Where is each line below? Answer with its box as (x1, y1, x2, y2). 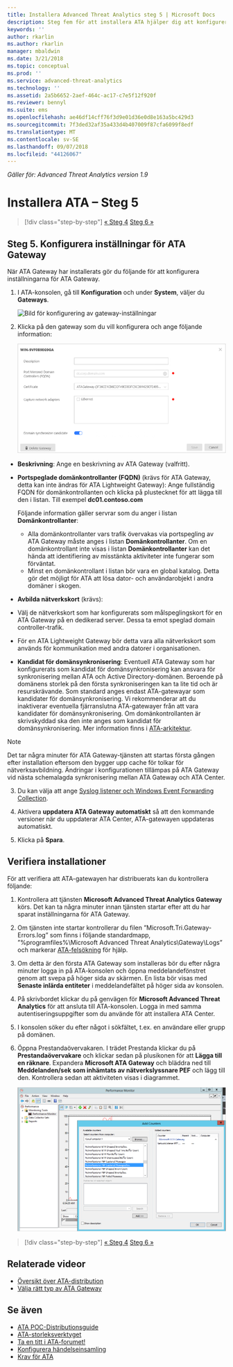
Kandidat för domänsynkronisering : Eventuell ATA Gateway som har (17, 657, 215, 665)
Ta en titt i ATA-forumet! (17, 1337, 86, 1345)
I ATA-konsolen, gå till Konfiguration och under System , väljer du (17, 289, 205, 296)
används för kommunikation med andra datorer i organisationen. (17, 644, 201, 652)
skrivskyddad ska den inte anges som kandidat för (17, 716, 162, 725)
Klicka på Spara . (17, 835, 64, 844)
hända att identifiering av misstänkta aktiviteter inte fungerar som (27, 551, 215, 560)
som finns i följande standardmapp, (49, 930, 151, 939)
